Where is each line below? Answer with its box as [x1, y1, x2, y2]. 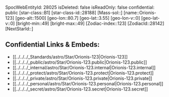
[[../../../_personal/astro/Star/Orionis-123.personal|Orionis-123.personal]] [12, 80, 163, 86]
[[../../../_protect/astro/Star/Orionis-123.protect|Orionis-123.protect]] [12, 70, 154, 76]
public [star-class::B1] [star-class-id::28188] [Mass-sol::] [5, 10, 123, 16]
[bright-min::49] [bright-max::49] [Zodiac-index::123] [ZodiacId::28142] [16, 20, 164, 26]
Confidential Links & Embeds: [5, 40, 100, 49]
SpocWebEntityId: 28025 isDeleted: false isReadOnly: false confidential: [5, 5, 155, 10]
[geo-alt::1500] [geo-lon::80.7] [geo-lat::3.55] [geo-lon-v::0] [15, 15, 140, 21]
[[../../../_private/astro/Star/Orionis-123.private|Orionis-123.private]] [12, 75, 152, 81]
